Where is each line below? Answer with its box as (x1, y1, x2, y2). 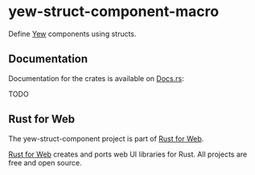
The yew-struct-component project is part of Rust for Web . (8, 133, 204, 143)
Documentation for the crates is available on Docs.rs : (8, 73, 184, 83)
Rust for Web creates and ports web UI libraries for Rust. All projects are (8, 149, 248, 159)
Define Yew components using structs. (8, 29, 137, 39)
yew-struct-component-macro (8, 2, 220, 21)
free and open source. (8, 157, 82, 167)
